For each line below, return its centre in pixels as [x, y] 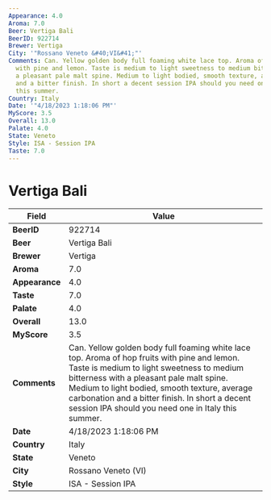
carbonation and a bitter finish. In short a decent [160, 398]
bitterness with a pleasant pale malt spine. [148, 378]
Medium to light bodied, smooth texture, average [161, 388]
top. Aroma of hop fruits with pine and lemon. [154, 358]
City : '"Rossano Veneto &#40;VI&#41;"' [75, 53]
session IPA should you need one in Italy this [152, 408]
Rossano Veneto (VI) [107, 471]
